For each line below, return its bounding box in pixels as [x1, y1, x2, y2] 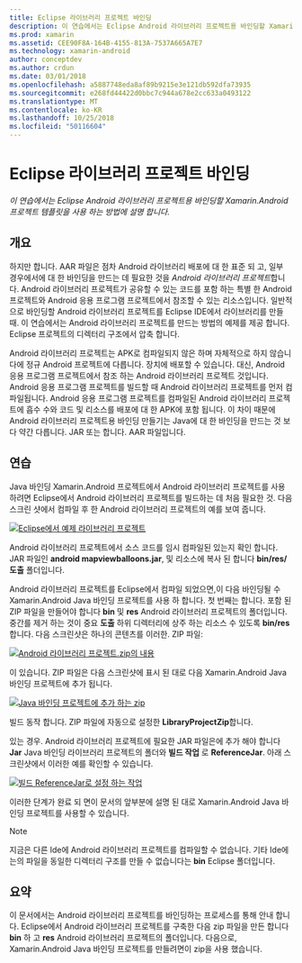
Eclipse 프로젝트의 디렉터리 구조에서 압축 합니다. [9, 328, 180, 339]
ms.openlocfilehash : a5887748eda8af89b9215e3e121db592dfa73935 [9, 80, 252, 89]
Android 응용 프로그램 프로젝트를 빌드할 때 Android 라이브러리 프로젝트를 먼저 [9, 381, 283, 392]
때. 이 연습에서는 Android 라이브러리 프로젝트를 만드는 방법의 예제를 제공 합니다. [9, 317, 290, 328]
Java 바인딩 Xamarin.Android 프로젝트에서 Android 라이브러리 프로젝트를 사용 [9, 481, 286, 492]
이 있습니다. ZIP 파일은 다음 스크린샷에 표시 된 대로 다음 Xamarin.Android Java [9, 667, 288, 677]
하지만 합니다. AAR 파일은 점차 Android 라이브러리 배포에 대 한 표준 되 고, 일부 [9, 260, 284, 271]
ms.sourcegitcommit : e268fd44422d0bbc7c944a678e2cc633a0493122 [9, 88, 252, 97]
